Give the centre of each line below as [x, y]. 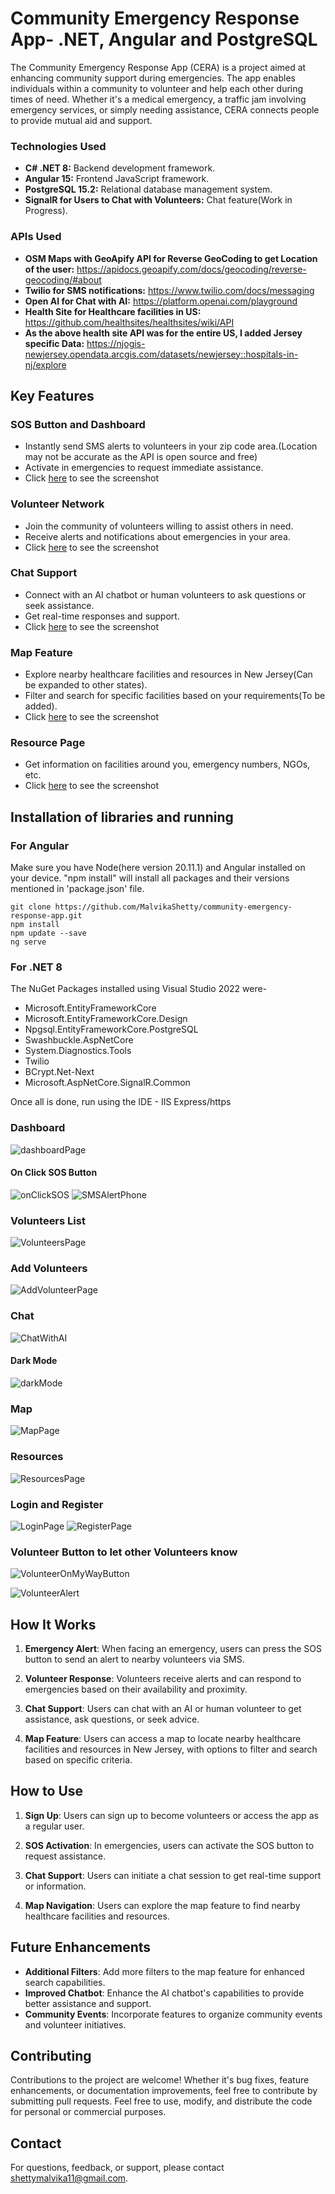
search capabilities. [65, 1982]
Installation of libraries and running [122, 817]
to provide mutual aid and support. [81, 120]
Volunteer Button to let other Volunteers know [124, 1552]
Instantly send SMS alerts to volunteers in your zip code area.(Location [171, 446]
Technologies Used [58, 146]
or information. [55, 1886]
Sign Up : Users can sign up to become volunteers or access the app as [171, 1815]
